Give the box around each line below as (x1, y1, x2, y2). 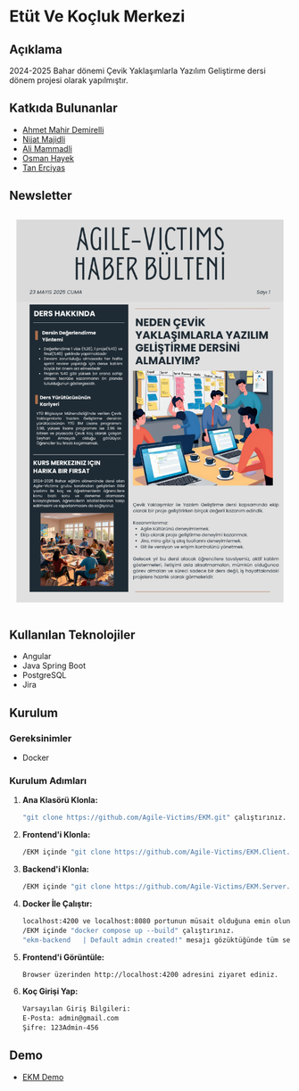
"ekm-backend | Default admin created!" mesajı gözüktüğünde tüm (21, 935, 278, 945)
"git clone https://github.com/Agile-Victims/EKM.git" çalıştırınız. (21, 814, 287, 822)
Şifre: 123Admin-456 (21, 1023, 99, 1032)
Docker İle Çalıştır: (21, 898, 93, 909)
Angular (21, 651, 52, 662)
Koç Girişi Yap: (21, 986, 79, 996)
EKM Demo (21, 1071, 64, 1082)
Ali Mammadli (21, 143, 73, 153)
